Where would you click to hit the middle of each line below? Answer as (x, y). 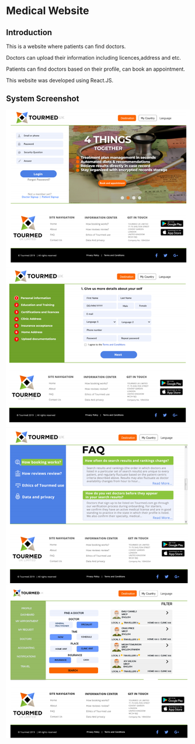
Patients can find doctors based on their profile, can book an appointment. (96, 69)
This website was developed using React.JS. (60, 80)
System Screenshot (43, 99)
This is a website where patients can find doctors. (66, 46)
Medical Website (48, 11)
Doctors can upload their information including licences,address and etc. (94, 58)
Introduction (29, 32)
